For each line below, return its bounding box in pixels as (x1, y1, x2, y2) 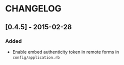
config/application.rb (12, 55, 60, 60)
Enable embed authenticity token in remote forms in (12, 49, 119, 55)
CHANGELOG (5, 3, 61, 14)
